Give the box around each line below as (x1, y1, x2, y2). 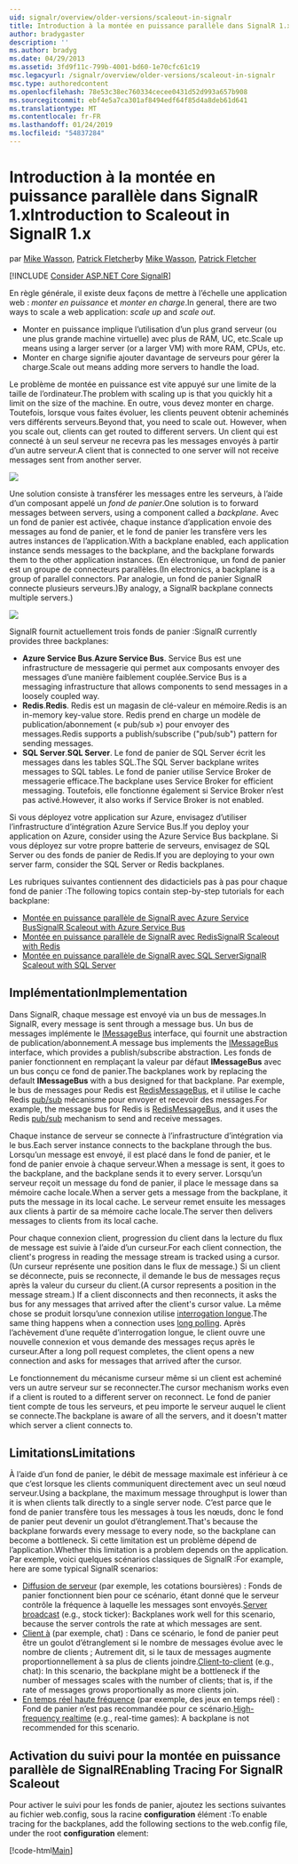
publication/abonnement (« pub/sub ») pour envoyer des (21, 719, 230, 729)
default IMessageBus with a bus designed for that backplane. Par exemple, (9, 1075, 286, 1086)
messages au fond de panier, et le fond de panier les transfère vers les (9, 526, 268, 536)
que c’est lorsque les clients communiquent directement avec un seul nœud (9, 1478, 286, 1490)
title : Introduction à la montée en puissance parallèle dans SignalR (9, 21, 276, 30)
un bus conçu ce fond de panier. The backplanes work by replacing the (9, 1065, 268, 1076)
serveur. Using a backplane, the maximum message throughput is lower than (9, 1488, 288, 1498)
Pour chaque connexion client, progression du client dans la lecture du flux (9, 1233, 284, 1243)
